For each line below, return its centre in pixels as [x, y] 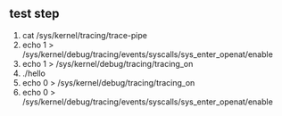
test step [34, 14]
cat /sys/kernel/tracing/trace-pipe [84, 35]
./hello [34, 73]
